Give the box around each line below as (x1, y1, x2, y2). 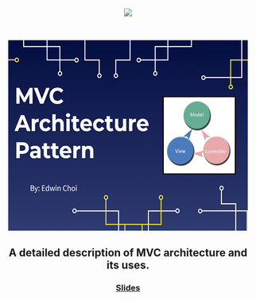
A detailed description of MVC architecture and (9, 246, 247, 260)
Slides (115, 283, 141, 294)
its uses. (106, 259, 150, 272)
